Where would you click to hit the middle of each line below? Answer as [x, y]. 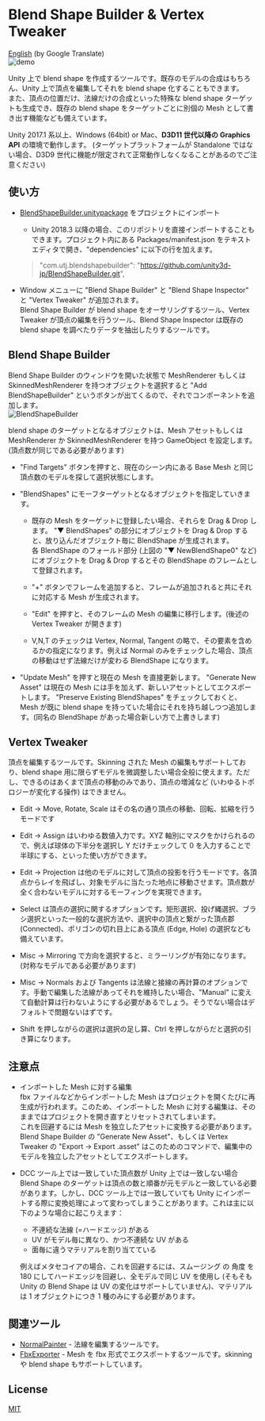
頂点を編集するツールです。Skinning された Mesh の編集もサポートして [124, 762]
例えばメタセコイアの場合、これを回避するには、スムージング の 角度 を [137, 1266]
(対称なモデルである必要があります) [78, 966]
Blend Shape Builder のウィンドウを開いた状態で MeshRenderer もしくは [127, 375]
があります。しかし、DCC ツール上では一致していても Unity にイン [128, 1193]
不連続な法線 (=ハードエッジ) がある [90, 1230]
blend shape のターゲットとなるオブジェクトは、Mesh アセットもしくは [126, 430]
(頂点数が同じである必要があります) [66, 450]
